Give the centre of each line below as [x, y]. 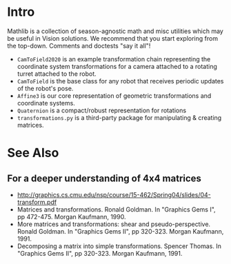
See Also [33, 153]
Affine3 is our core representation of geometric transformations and [114, 95]
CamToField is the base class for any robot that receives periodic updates [120, 81]
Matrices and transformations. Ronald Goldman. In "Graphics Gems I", [116, 209]
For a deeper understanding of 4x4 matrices [104, 178]
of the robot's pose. [45, 88]
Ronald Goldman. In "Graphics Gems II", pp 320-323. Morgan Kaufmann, [120, 231]
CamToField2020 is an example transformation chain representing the [114, 59]
